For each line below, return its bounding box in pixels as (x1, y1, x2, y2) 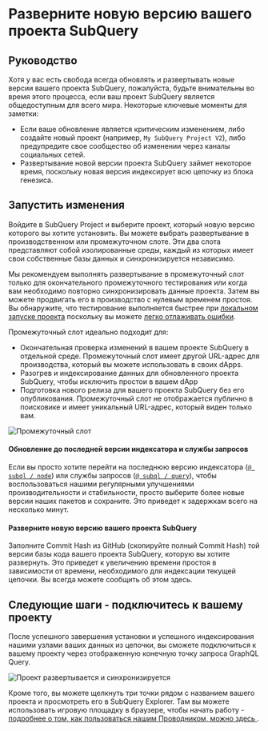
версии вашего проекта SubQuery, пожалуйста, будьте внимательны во (8, 83, 254, 93)
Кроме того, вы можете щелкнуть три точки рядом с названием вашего (8, 689, 255, 698)
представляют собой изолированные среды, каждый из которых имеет (8, 245, 254, 254)
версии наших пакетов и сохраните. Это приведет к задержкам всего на (8, 497, 258, 506)
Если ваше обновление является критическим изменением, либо (19, 125, 246, 134)
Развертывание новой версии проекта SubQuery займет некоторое (19, 158, 252, 168)
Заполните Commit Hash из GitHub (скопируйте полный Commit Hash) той (8, 541, 260, 550)
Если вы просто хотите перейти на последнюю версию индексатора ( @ (8, 462, 252, 472)
